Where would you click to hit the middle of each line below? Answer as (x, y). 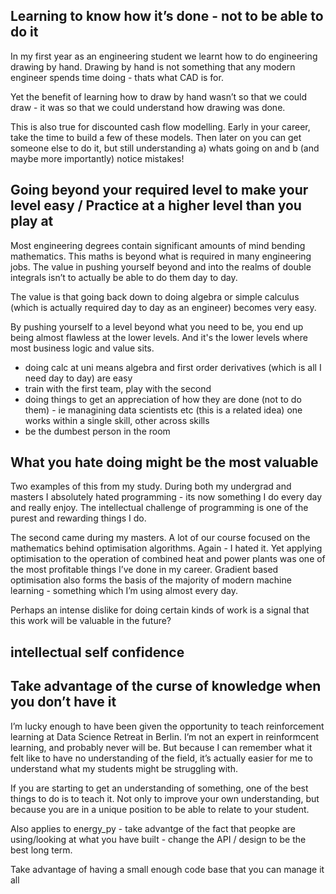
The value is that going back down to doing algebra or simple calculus (155, 296)
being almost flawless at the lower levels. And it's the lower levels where (159, 337)
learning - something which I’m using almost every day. (124, 591)
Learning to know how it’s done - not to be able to (167, 16)
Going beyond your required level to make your (159, 190)
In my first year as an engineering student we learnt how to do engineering (164, 56)
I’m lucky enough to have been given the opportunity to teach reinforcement (167, 726)
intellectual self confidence (97, 652)
